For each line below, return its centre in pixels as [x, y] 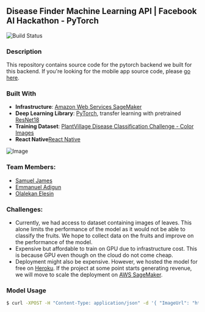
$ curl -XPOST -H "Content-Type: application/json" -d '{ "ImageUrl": [98, 303]
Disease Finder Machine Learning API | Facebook [102, 11]
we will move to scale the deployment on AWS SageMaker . [89, 275]
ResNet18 [27, 120]
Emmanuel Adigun [38, 187]
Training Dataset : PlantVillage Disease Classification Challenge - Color [104, 127]
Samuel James [34, 180]
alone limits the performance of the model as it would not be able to [100, 229]
